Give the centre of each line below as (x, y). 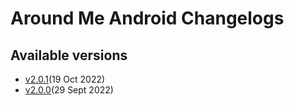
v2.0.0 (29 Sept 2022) (69, 90)
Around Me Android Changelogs (147, 18)
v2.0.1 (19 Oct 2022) (65, 79)
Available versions (69, 55)
